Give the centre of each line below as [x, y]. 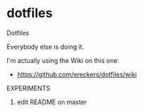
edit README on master [52, 102]
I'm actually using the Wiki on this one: [63, 60]
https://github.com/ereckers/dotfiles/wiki [77, 74]
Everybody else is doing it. [45, 46]
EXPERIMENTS [28, 88]
